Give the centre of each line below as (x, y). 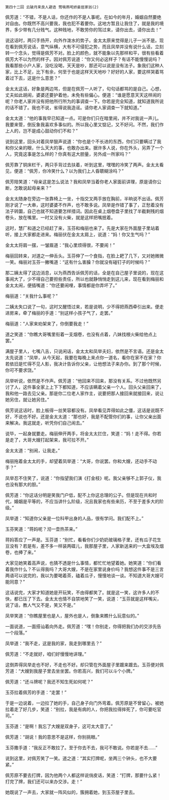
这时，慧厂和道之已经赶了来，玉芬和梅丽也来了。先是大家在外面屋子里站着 (82, 228)
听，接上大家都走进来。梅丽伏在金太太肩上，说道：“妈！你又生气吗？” (78, 234)
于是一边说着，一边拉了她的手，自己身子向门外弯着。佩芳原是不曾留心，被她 (84, 703)
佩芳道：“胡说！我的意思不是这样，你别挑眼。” (52, 737)
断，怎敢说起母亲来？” (28, 188)
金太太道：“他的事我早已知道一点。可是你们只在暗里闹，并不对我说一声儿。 (83, 118)
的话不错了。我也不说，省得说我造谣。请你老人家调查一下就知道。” (73, 108)
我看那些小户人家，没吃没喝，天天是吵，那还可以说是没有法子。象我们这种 (82, 65)
